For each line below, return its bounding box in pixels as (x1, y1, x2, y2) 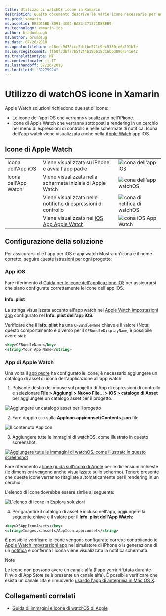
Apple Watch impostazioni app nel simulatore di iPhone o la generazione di (5, 542, 157, 548)
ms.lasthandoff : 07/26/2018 (5, 63, 63, 68)
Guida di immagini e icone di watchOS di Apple (12, 605, 108, 611)
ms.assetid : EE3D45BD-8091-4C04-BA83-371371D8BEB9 (5, 21, 112, 26)
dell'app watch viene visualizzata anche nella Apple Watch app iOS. (12, 130, 151, 137)
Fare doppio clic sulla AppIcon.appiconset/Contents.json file (12, 415, 139, 421)
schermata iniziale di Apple (43, 179, 106, 186)
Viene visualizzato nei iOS (43, 214, 103, 221)
